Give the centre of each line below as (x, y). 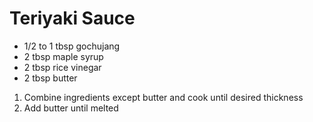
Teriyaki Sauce (72, 18)
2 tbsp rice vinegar (62, 67)
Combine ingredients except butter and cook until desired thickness (163, 97)
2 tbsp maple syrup (63, 56)
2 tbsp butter (50, 78)
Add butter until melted (71, 108)
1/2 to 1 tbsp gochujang (72, 46)
